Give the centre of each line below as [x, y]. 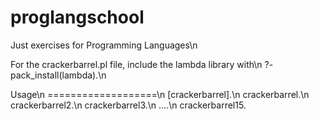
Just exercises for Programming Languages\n [104, 45]
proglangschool [77, 17]
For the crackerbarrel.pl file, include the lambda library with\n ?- [142, 64]
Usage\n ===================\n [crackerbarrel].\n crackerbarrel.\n [160, 94]
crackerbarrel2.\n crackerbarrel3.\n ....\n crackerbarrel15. [128, 105]
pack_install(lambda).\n [58, 75]
